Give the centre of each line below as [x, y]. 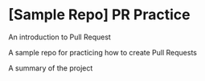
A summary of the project [51, 68]
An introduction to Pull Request [59, 37]
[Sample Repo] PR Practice [99, 15]
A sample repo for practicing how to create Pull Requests [102, 52]
